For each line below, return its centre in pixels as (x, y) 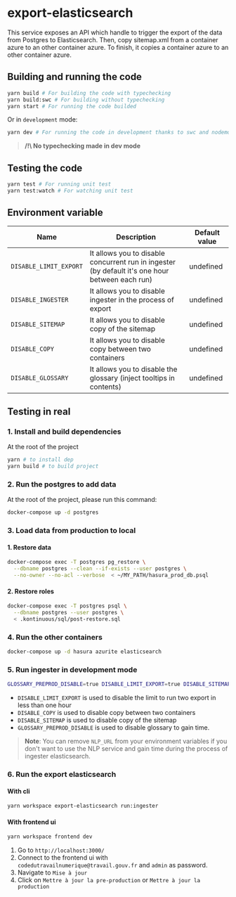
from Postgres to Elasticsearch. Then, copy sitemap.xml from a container (113, 39)
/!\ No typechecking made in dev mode (82, 146)
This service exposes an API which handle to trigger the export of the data (115, 32)
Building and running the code (75, 77)
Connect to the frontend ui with (63, 858)
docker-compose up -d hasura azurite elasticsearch (84, 652)
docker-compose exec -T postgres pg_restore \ (77, 562)
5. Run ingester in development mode (72, 669)
